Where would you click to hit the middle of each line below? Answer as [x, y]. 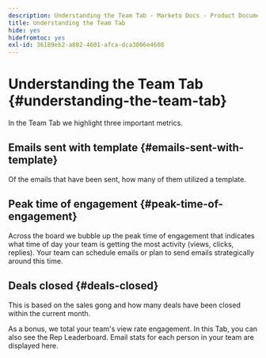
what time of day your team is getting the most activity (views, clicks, [121, 244]
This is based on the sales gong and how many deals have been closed [125, 305]
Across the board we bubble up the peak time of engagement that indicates [131, 235]
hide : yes [25, 30]
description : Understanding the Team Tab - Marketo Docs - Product [122, 15]
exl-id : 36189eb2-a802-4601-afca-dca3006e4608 [86, 45]
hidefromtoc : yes [37, 38]
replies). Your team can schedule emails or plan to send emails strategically [131, 252]
